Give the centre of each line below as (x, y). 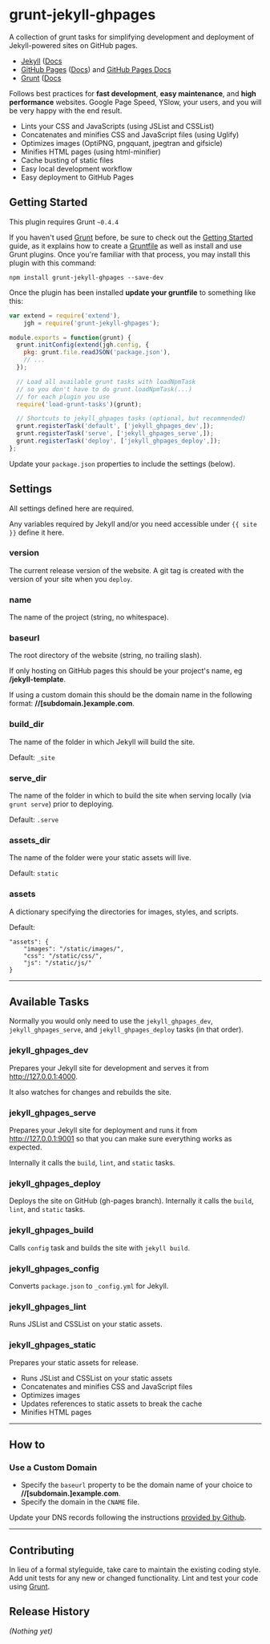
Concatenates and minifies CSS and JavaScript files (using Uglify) (130, 135)
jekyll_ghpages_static (52, 1345)
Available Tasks (49, 1002)
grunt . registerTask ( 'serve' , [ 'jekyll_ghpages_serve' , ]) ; (115, 434)
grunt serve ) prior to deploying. (62, 804)
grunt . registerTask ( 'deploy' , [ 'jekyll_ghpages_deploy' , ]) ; (119, 441)
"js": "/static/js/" (58, 963)
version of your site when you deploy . (71, 579)
